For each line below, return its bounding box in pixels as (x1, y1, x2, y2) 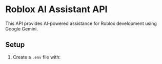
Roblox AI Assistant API (5, 4, 108, 15)
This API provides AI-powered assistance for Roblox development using (5, 20, 157, 26)
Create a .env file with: (12, 54, 60, 60)
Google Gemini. (5, 25, 38, 31)
